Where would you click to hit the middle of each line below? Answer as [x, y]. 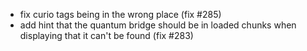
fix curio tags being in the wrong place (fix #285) [120, 14]
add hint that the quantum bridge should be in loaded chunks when [158, 25]
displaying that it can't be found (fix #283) [106, 35]
